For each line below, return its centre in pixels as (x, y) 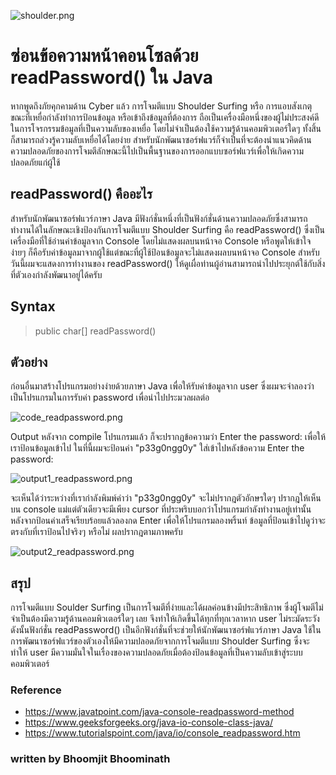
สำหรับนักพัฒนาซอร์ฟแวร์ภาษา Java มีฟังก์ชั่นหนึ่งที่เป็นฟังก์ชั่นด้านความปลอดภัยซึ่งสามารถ (159, 218)
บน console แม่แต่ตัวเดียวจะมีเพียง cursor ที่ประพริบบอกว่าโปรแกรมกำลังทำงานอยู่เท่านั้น (161, 509)
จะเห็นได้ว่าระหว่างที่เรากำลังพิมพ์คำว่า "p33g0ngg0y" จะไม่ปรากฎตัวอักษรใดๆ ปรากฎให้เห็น (166, 498)
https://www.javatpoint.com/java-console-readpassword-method (159, 712)
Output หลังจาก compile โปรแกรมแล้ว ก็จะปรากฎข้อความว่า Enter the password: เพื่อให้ (168, 437)
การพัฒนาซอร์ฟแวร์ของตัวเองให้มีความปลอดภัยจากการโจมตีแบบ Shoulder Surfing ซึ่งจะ (160, 641)
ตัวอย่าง (29, 361)
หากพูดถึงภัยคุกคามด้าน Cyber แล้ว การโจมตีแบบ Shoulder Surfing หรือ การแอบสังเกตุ (161, 106)
